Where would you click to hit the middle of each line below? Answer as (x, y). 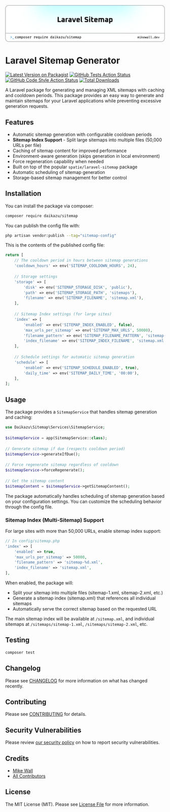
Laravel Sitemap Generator (63, 61)
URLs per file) (27, 145)
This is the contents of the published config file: (55, 245)
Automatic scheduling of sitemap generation (59, 172)
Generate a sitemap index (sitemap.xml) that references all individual (84, 598)
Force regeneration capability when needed (58, 161)
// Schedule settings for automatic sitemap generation (75, 357)
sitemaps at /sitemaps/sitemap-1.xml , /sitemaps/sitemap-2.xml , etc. (76, 624)
